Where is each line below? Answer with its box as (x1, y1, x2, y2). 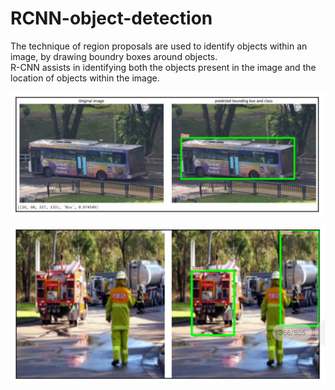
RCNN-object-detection (10, 7, 213, 30)
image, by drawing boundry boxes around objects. (10, 50, 218, 62)
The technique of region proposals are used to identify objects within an (10, 40, 308, 52)
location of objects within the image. (10, 72, 160, 84)
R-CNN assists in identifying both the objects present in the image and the (10, 61, 317, 73)
